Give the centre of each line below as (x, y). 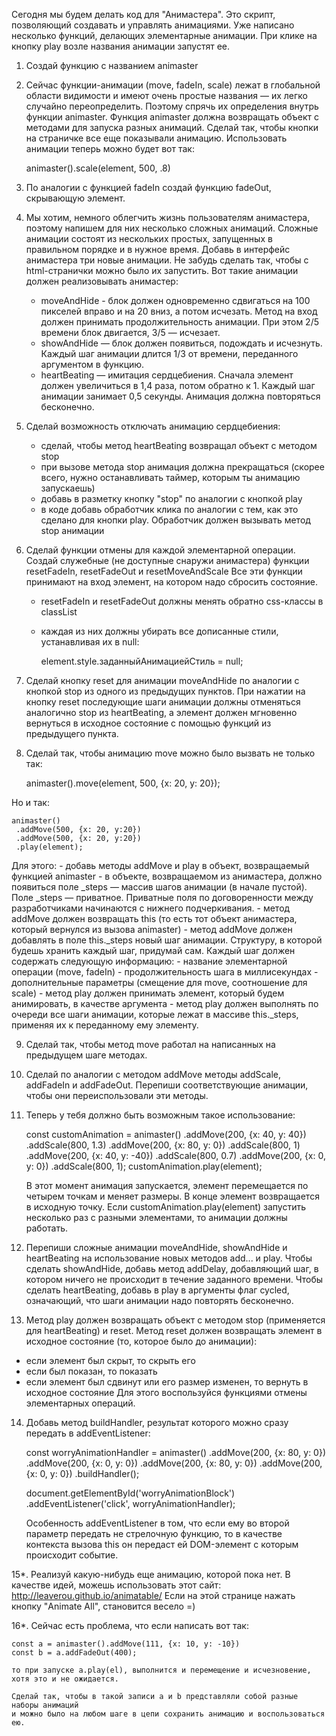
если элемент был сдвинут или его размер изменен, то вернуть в (167, 1382)
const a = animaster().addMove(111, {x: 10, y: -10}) (126, 1644)
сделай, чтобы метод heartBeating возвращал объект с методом (179, 445)
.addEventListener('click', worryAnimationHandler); (130, 1503)
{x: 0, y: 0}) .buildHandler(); (82, 1473)
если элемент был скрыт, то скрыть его (110, 1360)
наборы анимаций (45, 1705)
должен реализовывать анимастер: (102, 281)
